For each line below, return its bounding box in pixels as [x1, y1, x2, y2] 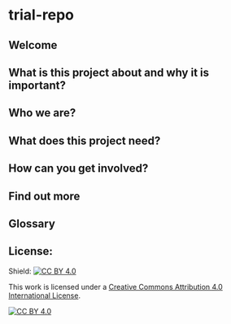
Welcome [8, 38, 58, 52]
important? [8, 78, 67, 92]
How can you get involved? [8, 161, 149, 176]
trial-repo [8, 6, 75, 24]
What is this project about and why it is [8, 65, 210, 79]
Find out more [8, 189, 81, 203]
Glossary [8, 217, 55, 230]
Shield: [8, 266, 32, 276]
